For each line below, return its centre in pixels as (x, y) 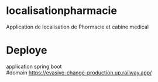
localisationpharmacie (61, 11)
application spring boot (34, 66)
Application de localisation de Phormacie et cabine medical (78, 27)
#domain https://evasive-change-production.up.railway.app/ (79, 72)
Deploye (27, 50)
